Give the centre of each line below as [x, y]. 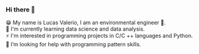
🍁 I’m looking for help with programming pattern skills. [73, 44]
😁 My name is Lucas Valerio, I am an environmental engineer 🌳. [86, 23]
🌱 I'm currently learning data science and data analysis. [75, 29]
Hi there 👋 [21, 10]
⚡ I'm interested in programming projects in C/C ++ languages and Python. [99, 36]
